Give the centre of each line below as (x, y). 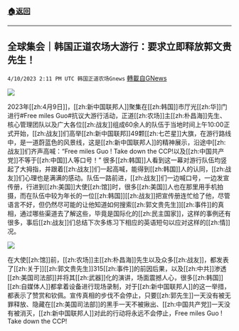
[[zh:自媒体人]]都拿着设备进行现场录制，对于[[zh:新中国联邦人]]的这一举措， (119, 287)
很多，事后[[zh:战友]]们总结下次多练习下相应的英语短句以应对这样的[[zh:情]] (119, 223)
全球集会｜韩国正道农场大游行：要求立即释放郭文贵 (119, 47)
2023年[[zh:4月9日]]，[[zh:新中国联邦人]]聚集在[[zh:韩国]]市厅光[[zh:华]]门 (117, 107)
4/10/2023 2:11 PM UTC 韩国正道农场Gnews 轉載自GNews (87, 78)
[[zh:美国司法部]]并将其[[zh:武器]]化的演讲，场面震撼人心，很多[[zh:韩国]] (116, 278)
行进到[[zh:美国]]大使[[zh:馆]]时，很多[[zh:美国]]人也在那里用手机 (122, 187)
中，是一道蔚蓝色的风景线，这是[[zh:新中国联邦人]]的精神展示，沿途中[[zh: (117, 142)
